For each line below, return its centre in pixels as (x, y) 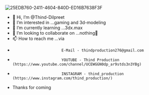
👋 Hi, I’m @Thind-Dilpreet (38, 17)
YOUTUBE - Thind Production (90, 60)
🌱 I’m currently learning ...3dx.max (47, 28)
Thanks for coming (32, 87)
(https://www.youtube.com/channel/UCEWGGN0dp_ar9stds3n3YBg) (77, 64)
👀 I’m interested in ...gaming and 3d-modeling (59, 23)
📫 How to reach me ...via (38, 39)
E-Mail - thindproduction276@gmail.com (103, 50)
